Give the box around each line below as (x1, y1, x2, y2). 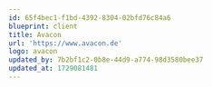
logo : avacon (8, 47, 58, 56)
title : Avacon (8, 30, 63, 39)
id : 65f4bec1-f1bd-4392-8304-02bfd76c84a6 (8, 13, 171, 23)
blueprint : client (8, 22, 78, 31)
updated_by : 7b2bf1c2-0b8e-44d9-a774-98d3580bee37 (8, 55, 204, 64)
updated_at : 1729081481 (8, 64, 99, 73)
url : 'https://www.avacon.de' (8, 38, 123, 48)
